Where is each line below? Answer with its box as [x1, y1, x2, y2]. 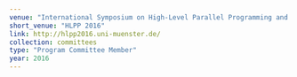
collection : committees [9, 37, 98, 47]
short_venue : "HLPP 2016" [9, 21, 105, 30]
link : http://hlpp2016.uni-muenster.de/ [9, 29, 162, 38]
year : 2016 [9, 54, 50, 63]
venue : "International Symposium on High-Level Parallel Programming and [9, 12, 289, 22]
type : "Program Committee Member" [9, 46, 138, 55]
